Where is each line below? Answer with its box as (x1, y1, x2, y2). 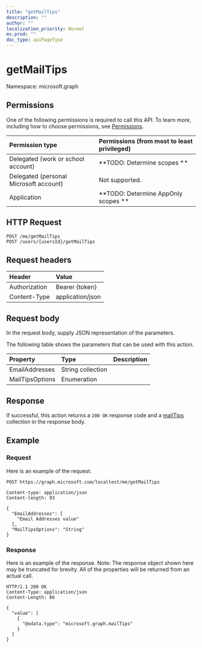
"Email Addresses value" (17, 516, 79, 522)
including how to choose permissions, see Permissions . (6, 122, 144, 130)
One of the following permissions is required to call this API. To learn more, (6, 116, 192, 124)
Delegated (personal (9, 172, 67, 180)
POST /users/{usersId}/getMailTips (6, 239, 96, 245)
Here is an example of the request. (6, 467, 92, 474)
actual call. (6, 572, 33, 579)
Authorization (9, 283, 47, 291)
